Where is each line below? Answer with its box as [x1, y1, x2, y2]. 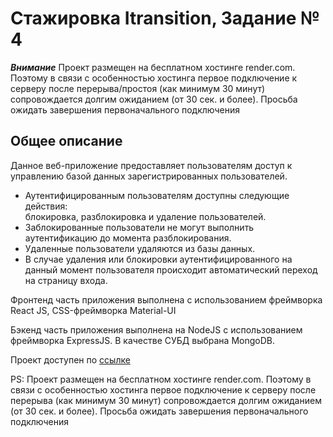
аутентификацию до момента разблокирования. [24, 232, 232, 244]
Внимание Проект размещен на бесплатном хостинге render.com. [10, 61, 296, 73]
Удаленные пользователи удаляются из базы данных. [24, 242, 256, 254]
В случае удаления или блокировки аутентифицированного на [24, 253, 293, 265]
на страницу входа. [24, 274, 108, 286]
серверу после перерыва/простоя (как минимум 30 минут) [10, 82, 266, 94]
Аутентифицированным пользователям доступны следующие [24, 189, 290, 201]
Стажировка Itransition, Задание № [10, 7, 320, 30]
